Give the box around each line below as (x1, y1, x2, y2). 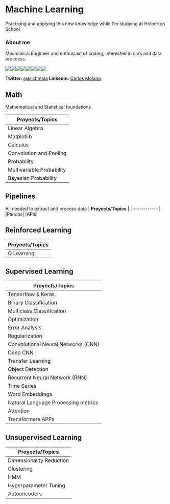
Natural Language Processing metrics (8, 399, 99, 406)
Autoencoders (8, 490, 42, 497)
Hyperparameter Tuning (8, 482, 65, 489)
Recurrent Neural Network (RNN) (8, 374, 87, 381)
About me (5, 38, 31, 46)
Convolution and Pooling (8, 150, 67, 157)
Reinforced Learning (5, 226, 72, 235)
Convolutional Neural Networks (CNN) (8, 341, 100, 348)
